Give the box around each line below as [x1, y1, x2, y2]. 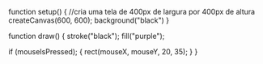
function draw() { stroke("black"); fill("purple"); [8, 32, 165, 41]
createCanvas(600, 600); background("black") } [8, 15, 170, 25]
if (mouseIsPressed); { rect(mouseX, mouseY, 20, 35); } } [8, 47, 198, 56]
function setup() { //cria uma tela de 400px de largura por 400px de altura [8, 7, 256, 16]
